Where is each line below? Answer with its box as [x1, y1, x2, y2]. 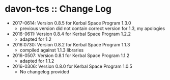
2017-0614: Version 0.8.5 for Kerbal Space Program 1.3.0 [12, 20, 131, 26]
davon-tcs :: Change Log [5, 3, 112, 15]
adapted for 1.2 [19, 36, 52, 42]
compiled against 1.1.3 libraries [19, 47, 84, 53]
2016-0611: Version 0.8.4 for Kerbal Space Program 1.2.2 [12, 31, 131, 37]
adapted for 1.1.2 [19, 58, 54, 64]
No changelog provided [19, 68, 70, 74]
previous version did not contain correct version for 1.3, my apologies [19, 25, 165, 31]
